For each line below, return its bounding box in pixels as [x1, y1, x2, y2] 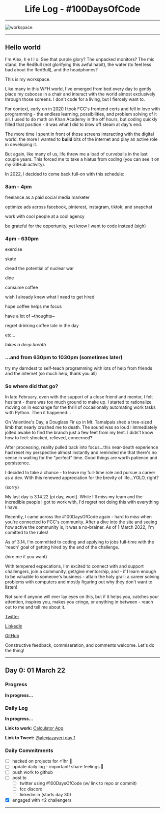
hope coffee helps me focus [5, 303, 62, 309]
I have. [5, 504, 19, 510]
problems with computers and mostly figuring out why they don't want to [5, 579, 153, 585]
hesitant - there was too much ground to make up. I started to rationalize [5, 399, 152, 405]
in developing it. [5, 141, 38, 147]
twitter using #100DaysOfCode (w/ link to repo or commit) [19, 781, 137, 786]
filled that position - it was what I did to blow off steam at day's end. [5, 121, 142, 127]
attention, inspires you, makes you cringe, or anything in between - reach [5, 599, 154, 604]
